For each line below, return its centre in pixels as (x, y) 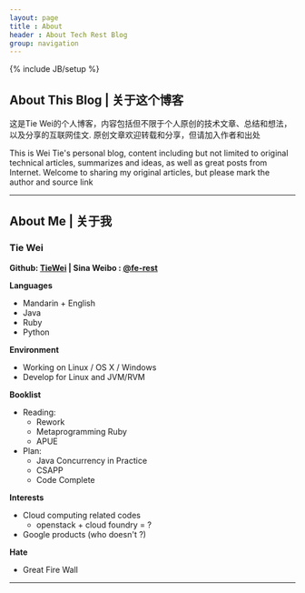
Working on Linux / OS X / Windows (89, 367)
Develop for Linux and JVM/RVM (84, 377)
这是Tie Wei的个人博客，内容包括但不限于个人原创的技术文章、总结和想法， (151, 124)
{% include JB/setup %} (54, 69)
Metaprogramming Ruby (81, 431)
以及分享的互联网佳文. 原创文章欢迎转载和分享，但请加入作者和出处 (135, 135)
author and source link (51, 182)
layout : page (34, 18)
